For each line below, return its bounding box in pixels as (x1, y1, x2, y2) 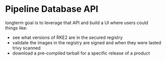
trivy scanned (12, 45, 41, 51)
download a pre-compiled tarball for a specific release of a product (12, 50, 150, 56)
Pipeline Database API (5, 3, 98, 15)
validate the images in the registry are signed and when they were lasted (12, 39, 162, 45)
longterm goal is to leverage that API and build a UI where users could (5, 20, 148, 26)
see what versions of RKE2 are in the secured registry (12, 34, 123, 40)
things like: (5, 25, 27, 30)
